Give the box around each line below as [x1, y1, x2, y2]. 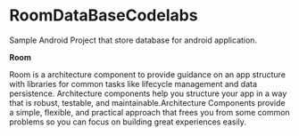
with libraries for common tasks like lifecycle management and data [9, 78, 257, 89]
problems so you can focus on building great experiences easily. [9, 116, 247, 127]
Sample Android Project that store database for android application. [9, 35, 257, 45]
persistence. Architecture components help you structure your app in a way [9, 88, 287, 99]
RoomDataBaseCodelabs [9, 5, 198, 26]
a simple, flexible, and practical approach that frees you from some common [9, 107, 290, 117]
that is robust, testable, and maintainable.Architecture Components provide [9, 97, 286, 108]
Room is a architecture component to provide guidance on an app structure [9, 68, 287, 80]
